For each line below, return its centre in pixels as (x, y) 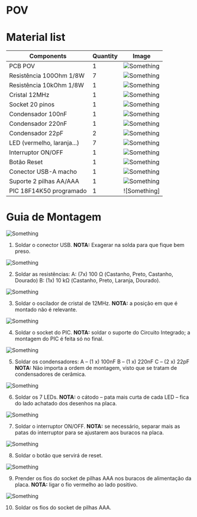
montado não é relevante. (46, 310)
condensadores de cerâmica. (50, 374)
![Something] (142, 191)
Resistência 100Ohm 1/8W (47, 76)
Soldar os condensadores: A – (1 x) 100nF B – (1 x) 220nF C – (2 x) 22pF (102, 362)
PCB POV (22, 66)
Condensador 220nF (38, 123)
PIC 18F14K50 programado (48, 191)
